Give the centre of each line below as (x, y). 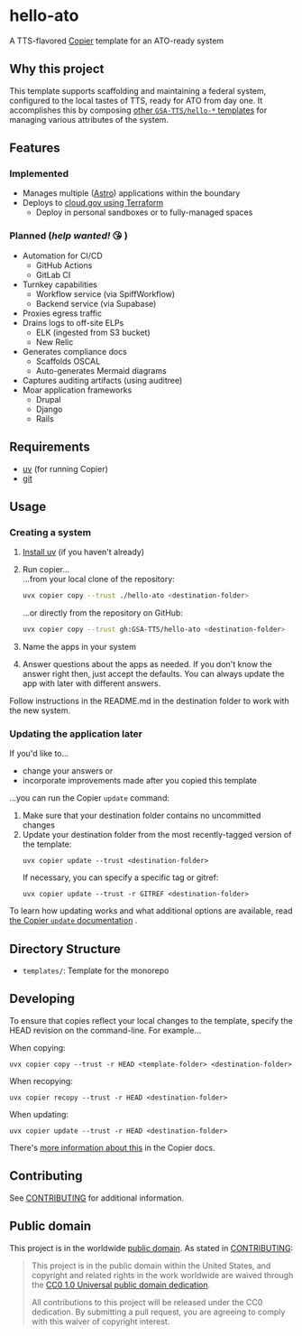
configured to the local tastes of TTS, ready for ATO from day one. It (136, 100)
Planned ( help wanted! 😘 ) (69, 236)
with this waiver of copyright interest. (101, 1321)
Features (35, 148)
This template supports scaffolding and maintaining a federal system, (138, 90)
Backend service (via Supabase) (96, 303)
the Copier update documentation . (73, 921)
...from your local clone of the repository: (99, 580)
